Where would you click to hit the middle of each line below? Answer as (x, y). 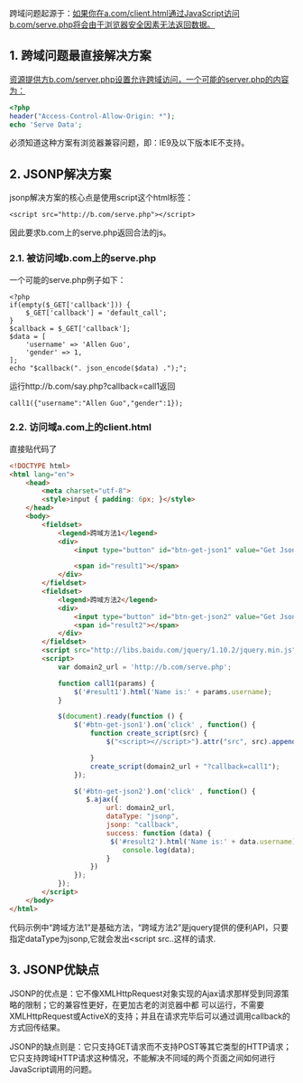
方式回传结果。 (37, 1027)
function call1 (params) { (106, 683)
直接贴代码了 (33, 448)
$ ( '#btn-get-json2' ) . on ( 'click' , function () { (165, 791)
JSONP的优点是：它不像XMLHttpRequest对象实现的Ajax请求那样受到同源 (146, 994)
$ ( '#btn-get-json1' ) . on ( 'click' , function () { (165, 725)
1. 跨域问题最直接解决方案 (80, 56)
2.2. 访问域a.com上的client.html (80, 428)
